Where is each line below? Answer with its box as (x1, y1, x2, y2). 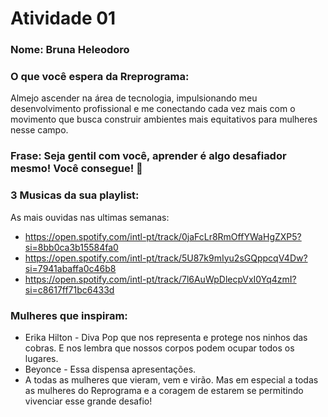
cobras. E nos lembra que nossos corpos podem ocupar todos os (24, 342, 295, 354)
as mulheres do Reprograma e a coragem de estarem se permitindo (24, 384, 304, 396)
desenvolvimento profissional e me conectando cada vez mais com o (10, 103, 296, 115)
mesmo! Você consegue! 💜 (10, 162, 143, 176)
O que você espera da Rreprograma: (10, 70, 190, 84)
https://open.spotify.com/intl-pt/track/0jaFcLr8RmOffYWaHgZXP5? (24, 230, 302, 242)
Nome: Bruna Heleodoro (10, 43, 130, 57)
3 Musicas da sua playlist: (10, 188, 140, 202)
